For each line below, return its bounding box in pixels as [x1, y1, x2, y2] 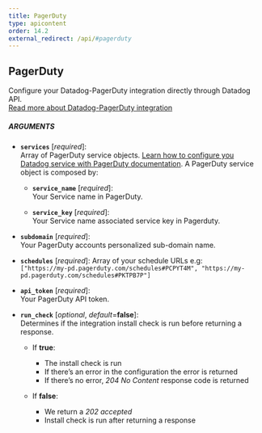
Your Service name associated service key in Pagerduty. [32, 216, 221, 226]
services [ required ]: [19, 142, 87, 152]
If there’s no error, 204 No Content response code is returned [44, 376, 249, 385]
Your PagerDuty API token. [19, 294, 110, 304]
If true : [32, 343, 56, 352]
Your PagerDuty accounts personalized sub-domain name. [19, 240, 216, 250]
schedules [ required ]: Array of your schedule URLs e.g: [19, 256, 203, 266]
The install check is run [44, 359, 122, 368]
